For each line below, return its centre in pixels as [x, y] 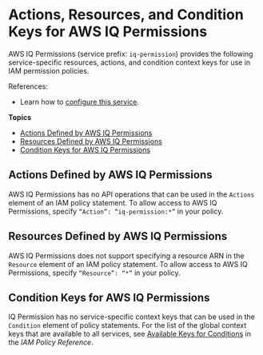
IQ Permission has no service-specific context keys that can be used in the [132, 317]
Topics [20, 117]
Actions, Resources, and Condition [126, 15]
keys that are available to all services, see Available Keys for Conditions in [130, 334]
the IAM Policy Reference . [51, 342]
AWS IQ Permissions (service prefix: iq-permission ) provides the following [131, 54]
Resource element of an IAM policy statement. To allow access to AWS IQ [128, 264]
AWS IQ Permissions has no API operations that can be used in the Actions [131, 194]
